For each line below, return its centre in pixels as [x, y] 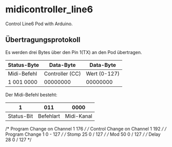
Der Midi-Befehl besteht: [31, 95]
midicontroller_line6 [49, 10]
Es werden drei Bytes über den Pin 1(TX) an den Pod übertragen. [74, 52]
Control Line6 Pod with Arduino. [39, 24]
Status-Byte [24, 65]
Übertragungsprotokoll [43, 40]
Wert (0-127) [103, 73]
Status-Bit [21, 116]
